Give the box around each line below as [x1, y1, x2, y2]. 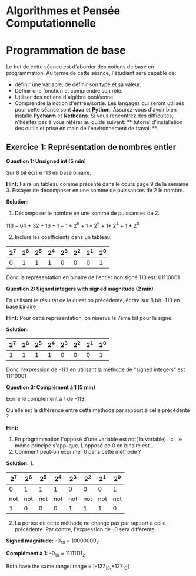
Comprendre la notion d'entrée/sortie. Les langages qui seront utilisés [14, 100, 184, 107]
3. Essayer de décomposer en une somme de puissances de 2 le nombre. [6, 186, 185, 194]
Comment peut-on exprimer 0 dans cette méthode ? [14, 449, 141, 456]
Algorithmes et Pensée [6, 4, 121, 18]
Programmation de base [6, 44, 126, 57]
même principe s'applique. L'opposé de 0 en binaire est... [14, 442, 154, 449]
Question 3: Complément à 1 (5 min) [6, 384, 95, 391]
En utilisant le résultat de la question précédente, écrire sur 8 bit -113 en [6, 296, 180, 303]
